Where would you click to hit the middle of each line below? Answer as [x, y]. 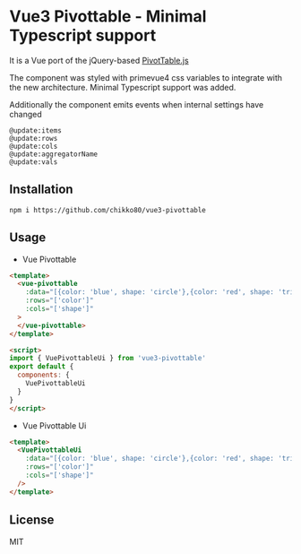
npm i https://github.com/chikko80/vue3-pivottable [107, 210]
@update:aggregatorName [54, 154]
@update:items [36, 130]
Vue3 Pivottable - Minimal [108, 17]
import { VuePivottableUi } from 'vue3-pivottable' [107, 359]
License [32, 520]
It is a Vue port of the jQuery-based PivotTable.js [99, 60]
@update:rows [34, 138]
